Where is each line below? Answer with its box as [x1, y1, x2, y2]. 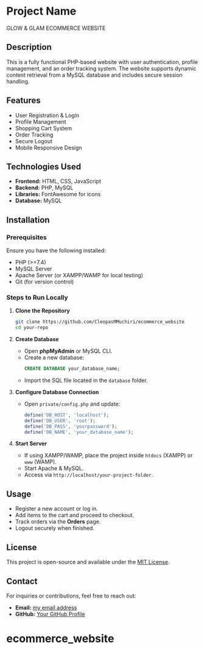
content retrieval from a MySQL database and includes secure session [6, 71, 183, 79]
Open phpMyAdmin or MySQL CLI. [24, 347, 113, 355]
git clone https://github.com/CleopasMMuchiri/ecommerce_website [15, 319, 185, 325]
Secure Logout [15, 137, 53, 144]
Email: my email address [15, 604, 77, 611]
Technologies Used [6, 161, 81, 172]
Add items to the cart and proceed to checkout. [15, 512, 135, 519]
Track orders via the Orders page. [15, 518, 101, 525]
